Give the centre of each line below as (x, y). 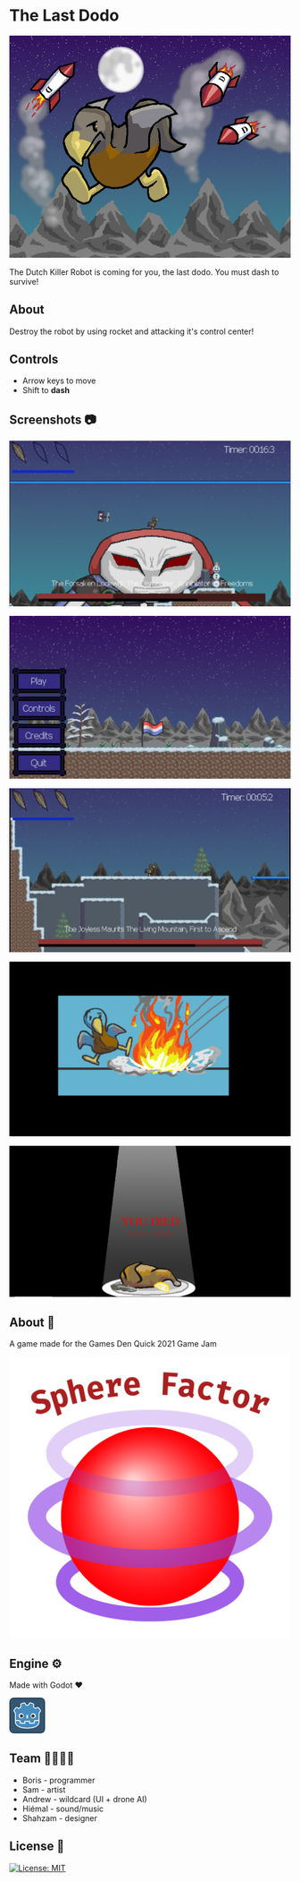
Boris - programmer (58, 1780)
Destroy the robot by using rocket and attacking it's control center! (132, 331)
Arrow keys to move (59, 381)
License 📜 (37, 1847)
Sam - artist (44, 1789)
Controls (34, 359)
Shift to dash (46, 390)
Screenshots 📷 (53, 419)
